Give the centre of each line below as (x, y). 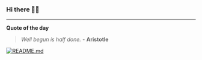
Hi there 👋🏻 (23, 10)
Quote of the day (28, 28)
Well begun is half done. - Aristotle (65, 40)
